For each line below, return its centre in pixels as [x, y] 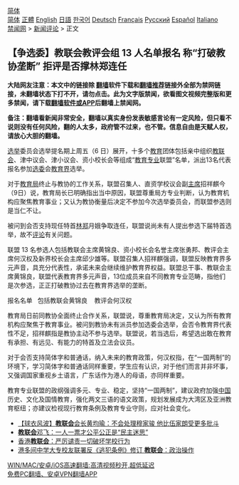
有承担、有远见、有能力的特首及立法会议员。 [73, 342]
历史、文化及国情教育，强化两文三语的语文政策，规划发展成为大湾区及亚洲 [116, 399]
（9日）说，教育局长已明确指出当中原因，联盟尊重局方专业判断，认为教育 [115, 192]
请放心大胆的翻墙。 [36, 135]
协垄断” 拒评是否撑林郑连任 [67, 67]
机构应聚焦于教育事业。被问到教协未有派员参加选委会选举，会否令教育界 [113, 324]
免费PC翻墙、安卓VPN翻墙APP [52, 474]
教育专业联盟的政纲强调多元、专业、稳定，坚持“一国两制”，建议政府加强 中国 [119, 390]
